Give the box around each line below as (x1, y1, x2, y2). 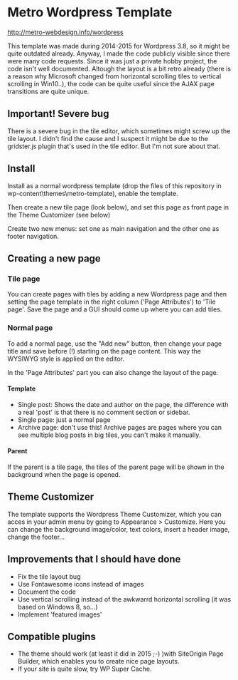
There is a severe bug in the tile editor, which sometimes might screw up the (7, 126, 231, 135)
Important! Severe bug (7, 108, 109, 120)
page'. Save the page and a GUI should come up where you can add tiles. (7, 305, 222, 314)
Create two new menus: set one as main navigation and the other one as (7, 224, 220, 232)
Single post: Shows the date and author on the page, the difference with (17, 400, 229, 408)
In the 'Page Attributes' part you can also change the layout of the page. (7, 368, 219, 376)
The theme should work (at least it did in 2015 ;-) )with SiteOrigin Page (17, 649, 224, 658)
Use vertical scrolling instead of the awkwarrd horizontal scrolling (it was (17, 594, 232, 603)
